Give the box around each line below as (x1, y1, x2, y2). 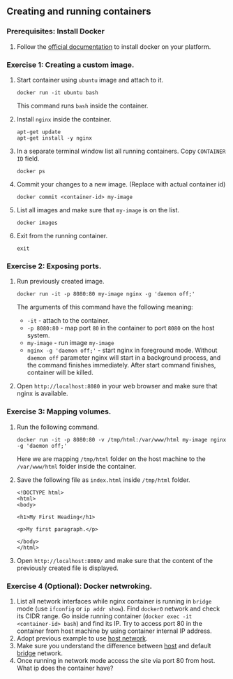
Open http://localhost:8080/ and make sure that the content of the (16, 556, 213, 564)
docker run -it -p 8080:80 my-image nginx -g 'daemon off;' (16, 291, 195, 298)
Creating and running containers (6, 6, 151, 17)
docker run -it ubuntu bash (16, 89, 98, 96)
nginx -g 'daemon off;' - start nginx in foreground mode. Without (27, 346, 218, 355)
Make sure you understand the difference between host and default (16, 641, 211, 650)
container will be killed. (27, 368, 93, 377)
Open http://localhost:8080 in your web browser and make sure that (16, 382, 218, 390)
